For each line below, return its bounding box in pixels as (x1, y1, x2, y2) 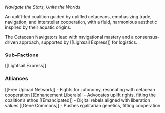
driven (5, 39, 18, 45)
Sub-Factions (5, 52, 39, 58)
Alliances (5, 75, 28, 82)
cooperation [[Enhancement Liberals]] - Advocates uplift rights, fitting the (5, 92, 156, 98)
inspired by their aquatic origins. (5, 24, 71, 30)
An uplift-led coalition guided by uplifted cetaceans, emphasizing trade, (5, 14, 152, 19)
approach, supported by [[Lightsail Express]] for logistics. (19, 39, 138, 45)
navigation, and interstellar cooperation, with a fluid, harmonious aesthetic (5, 19, 158, 25)
